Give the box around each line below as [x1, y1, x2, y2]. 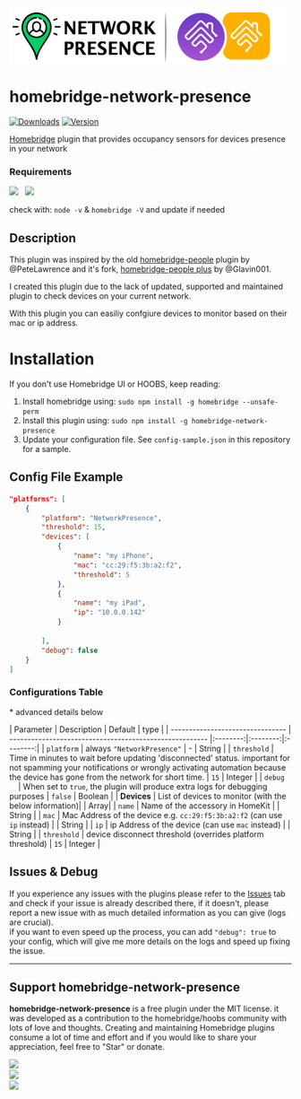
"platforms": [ [9, 494, 66, 503]
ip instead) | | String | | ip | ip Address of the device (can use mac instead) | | [9, 819, 291, 830]
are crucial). [9, 917, 54, 928]
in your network [9, 143, 68, 153]
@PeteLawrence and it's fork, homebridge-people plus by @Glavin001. [9, 264, 271, 275]
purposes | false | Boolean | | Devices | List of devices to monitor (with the [9, 790, 287, 801]
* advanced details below [9, 706, 104, 717]
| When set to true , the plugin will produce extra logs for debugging [17, 781, 268, 791]
